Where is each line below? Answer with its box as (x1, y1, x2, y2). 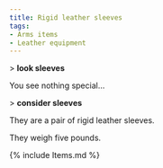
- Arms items (9, 30, 59, 39)
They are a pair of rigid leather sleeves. (9, 115, 155, 126)
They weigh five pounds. (9, 132, 102, 144)
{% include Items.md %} (9, 150, 101, 161)
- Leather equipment (9, 38, 87, 48)
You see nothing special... (9, 80, 105, 91)
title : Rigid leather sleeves (9, 13, 123, 22)
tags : (9, 22, 30, 31)
